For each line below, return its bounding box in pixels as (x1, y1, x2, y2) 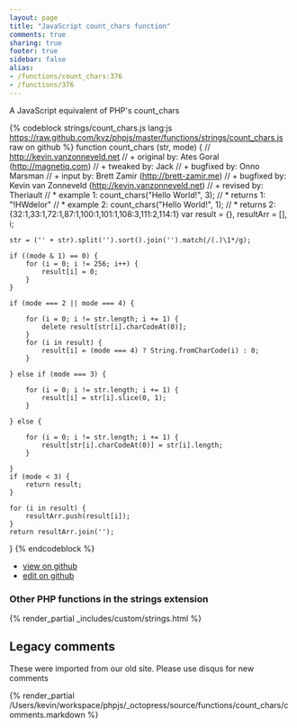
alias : (9, 64, 34, 73)
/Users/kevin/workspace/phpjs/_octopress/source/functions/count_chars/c (9, 699, 289, 710)
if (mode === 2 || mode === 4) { (9, 298, 135, 307)
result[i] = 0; (41, 267, 99, 276)
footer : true (9, 47, 58, 56)
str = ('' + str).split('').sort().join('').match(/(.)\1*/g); (9, 235, 252, 244)
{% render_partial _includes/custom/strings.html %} (9, 613, 202, 623)
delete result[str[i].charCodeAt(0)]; (41, 322, 187, 332)
